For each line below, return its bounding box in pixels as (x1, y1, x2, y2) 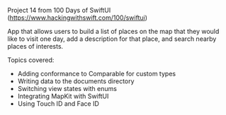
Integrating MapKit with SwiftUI (17, 92, 109, 100)
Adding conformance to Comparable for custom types (17, 70, 176, 78)
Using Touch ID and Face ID (17, 99, 99, 108)
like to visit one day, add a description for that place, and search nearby (7, 35, 217, 43)
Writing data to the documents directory (17, 77, 135, 85)
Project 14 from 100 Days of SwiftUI (7, 6, 111, 14)
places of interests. (7, 42, 64, 50)
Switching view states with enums (17, 85, 117, 92)
